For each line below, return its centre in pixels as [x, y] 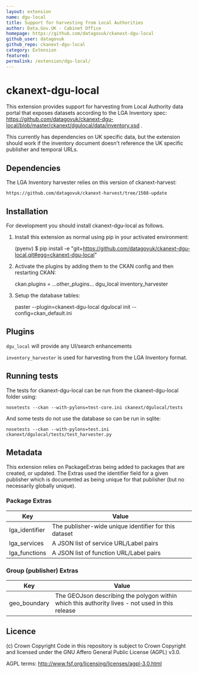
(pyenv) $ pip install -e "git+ [49, 248]
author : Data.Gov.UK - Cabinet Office [54, 28]
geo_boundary [29, 603]
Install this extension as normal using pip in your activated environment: [102, 237]
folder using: [22, 396]
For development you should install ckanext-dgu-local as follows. [85, 226]
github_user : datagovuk [35, 39]
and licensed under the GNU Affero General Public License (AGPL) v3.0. [93, 652]
